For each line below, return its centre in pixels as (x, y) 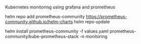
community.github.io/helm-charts (39, 22)
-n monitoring (93, 36)
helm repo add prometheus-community (45, 16)
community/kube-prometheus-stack (42, 36)
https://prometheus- (106, 16)
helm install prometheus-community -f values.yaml (57, 31)
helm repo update (92, 22)
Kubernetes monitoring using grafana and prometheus (60, 7)
